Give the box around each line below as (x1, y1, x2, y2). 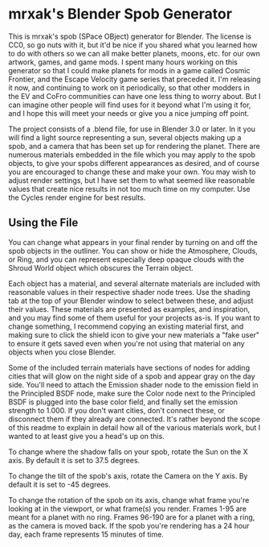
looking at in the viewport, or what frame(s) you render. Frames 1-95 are (8, 503, 247, 513)
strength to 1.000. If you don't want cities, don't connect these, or (8, 405, 225, 415)
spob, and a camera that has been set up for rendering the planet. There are (8, 141, 261, 151)
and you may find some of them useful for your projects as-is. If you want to (8, 313, 261, 322)
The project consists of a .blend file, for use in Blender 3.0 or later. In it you (8, 124, 255, 134)
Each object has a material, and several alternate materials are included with (8, 279, 261, 288)
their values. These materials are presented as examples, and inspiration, (8, 304, 251, 314)
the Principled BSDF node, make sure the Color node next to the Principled (8, 388, 255, 398)
